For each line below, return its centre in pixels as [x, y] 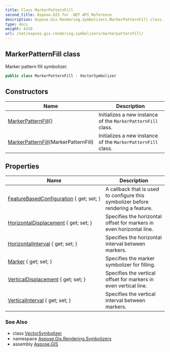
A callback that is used [132, 189]
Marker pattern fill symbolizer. [36, 66]
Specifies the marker [130, 258]
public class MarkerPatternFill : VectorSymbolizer [61, 76]
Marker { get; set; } [30, 261]
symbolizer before [127, 202]
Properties [22, 166]
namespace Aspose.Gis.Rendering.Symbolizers [62, 338]
